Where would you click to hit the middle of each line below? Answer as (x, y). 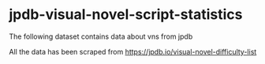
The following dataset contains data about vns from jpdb (101, 36)
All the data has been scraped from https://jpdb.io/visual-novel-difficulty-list (133, 51)
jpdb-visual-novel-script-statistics (126, 15)
